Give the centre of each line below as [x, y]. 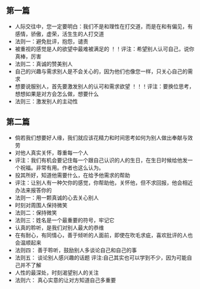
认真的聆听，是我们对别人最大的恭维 [59, 227]
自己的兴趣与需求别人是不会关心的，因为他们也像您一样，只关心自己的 [101, 71]
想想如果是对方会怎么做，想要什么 [57, 94]
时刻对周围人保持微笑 [41, 205]
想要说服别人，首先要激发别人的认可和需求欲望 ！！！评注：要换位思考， [104, 86]
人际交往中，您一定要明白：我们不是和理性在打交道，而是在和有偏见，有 [104, 26]
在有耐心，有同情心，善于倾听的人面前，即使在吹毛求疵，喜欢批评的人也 [104, 235]
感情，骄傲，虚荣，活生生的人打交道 [59, 34]
